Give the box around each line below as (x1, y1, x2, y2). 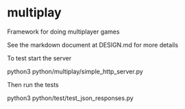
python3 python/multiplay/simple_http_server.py (7, 67, 144, 75)
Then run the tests (7, 80, 60, 88)
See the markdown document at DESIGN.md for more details (7, 40, 179, 49)
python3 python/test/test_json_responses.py (7, 94, 134, 102)
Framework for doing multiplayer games (7, 27, 120, 36)
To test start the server (7, 53, 72, 62)
